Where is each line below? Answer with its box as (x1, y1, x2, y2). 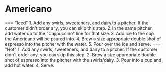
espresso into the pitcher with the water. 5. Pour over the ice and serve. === (5, 41, 161, 47)
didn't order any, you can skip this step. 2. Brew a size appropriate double (5, 51, 156, 58)
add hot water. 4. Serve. (5, 62, 55, 68)
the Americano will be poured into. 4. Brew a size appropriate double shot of (5, 36, 161, 42)
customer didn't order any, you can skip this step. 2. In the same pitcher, (5, 25, 153, 31)
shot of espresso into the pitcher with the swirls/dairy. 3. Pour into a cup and (5, 57, 162, 63)
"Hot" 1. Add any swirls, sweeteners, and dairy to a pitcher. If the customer (5, 46, 158, 52)
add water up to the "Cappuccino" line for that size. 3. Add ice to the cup (5, 30, 154, 36)
